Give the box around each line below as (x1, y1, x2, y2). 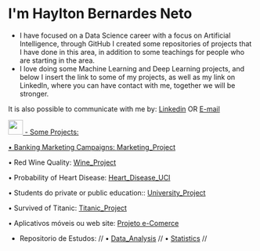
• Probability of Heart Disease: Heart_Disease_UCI (8, 173, 171, 182)
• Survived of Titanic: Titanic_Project (8, 203, 128, 213)
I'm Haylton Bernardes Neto (8, 5, 193, 23)
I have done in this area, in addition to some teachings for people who (19, 47, 245, 56)
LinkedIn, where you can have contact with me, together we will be (19, 80, 236, 90)
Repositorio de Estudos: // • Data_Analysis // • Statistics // (19, 233, 208, 243)
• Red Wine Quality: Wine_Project (8, 158, 117, 167)
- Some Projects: (24, 127, 79, 136)
